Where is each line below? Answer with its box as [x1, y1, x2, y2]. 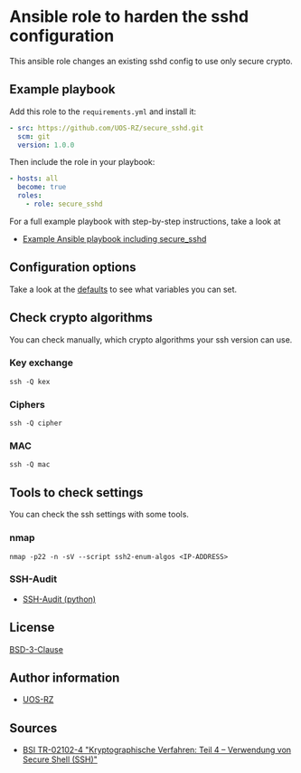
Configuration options [9, 260, 137, 275]
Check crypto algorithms [9, 310, 154, 325]
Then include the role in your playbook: [9, 157, 155, 168]
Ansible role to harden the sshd [9, 6, 249, 27]
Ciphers [9, 398, 45, 411]
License [9, 620, 55, 635]
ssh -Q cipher [9, 419, 63, 428]
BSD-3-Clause [9, 643, 63, 654]
